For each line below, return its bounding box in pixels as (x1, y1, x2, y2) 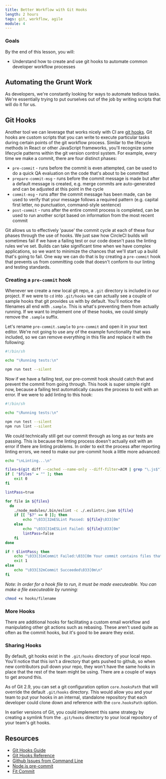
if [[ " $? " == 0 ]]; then (14, 512, 68, 518)
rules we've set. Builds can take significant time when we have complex (5, 243, 151, 249)
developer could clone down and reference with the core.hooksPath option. (5, 700, 158, 706)
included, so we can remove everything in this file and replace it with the (5, 334, 153, 340)
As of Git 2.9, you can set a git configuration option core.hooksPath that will (5, 684, 158, 690)
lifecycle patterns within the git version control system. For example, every (5, 150, 157, 156)
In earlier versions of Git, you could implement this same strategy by (5, 709, 144, 715)
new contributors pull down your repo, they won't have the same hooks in (5, 664, 155, 669)
